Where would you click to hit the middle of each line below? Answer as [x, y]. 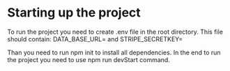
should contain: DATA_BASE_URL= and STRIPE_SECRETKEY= [95, 39]
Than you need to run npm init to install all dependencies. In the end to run [114, 52]
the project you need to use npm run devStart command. [89, 59]
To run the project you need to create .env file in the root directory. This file [115, 32]
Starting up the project [74, 13]
